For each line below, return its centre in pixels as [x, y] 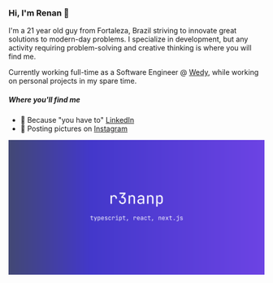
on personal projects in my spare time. [73, 81]
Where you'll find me [45, 99]
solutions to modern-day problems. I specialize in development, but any [128, 39]
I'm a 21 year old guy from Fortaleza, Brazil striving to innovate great [123, 31]
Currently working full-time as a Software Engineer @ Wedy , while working [134, 72]
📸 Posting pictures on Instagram [74, 128]
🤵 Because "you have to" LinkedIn [77, 120]
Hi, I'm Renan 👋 [39, 13]
